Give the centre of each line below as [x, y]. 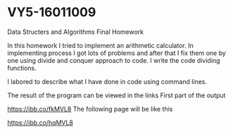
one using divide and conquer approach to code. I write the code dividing [114, 60]
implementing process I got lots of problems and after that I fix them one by [117, 53]
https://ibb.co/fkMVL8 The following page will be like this [90, 109]
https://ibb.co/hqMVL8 [40, 122]
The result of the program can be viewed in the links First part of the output [116, 95]
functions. [22, 68]
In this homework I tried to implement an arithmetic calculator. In [100, 45]
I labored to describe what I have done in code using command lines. [107, 81]
